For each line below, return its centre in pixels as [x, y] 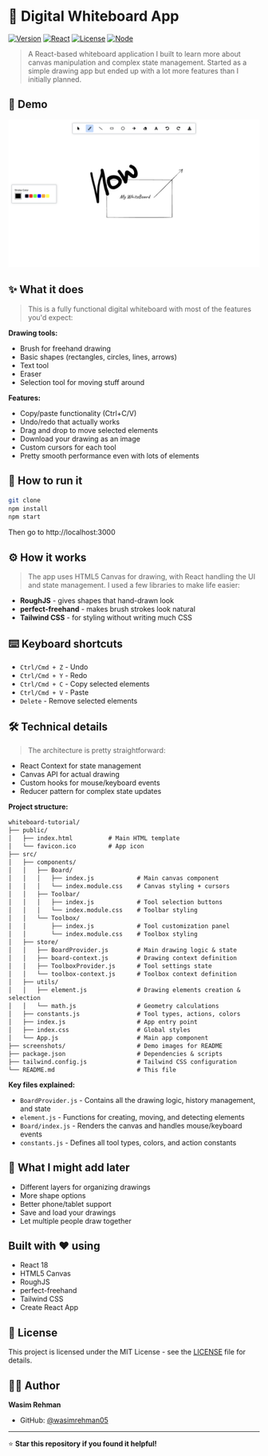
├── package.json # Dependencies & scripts [116, 1053]
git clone [25, 500]
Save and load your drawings [68, 1212]
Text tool [34, 365]
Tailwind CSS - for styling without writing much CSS [106, 617]
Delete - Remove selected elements [79, 700]
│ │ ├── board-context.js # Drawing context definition [123, 958]
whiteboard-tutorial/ [44, 822]
